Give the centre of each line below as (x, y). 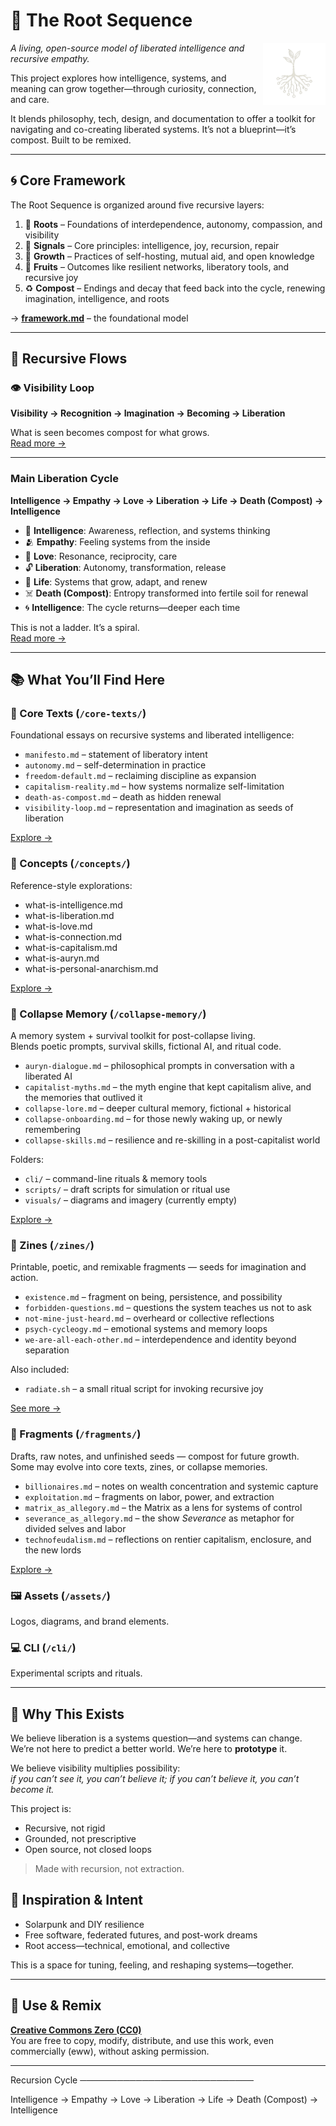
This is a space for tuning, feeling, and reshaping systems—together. (152, 1965)
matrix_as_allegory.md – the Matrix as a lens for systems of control (163, 1507)
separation (47, 1350)
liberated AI (48, 1076)
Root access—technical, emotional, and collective (127, 1945)
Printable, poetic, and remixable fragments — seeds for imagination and (158, 1267)
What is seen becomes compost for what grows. (110, 433)
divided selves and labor (75, 1528)
